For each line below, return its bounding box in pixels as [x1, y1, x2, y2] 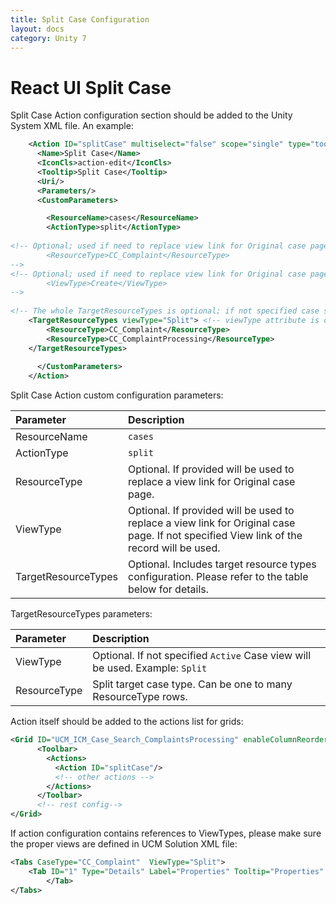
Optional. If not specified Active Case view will [92, 649, 312, 663]
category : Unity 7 [10, 33, 87, 43]
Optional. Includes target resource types [128, 557, 317, 571]
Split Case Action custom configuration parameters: [10, 389, 224, 401]
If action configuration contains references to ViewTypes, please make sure [10, 827, 322, 840]
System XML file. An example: [10, 120, 134, 132]
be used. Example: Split [92, 661, 208, 675]
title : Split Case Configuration [10, 14, 150, 25]
